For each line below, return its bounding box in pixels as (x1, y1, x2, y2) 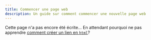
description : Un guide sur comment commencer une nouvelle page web (5, 11, 146, 16)
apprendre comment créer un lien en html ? (5, 30, 91, 35)
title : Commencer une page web (5, 7, 68, 12)
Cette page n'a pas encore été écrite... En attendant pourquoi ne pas (5, 24, 142, 30)
